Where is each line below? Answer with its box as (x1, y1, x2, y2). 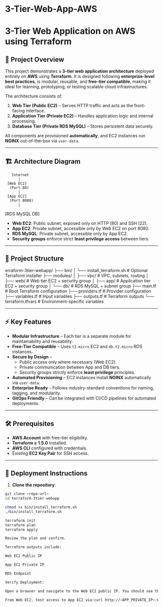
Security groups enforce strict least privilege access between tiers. (12, 236, 149, 241)
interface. (26, 108, 45, 114)
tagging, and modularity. (12, 390, 62, 396)
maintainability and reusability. (12, 338, 73, 344)
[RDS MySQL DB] (5, 211, 40, 217)
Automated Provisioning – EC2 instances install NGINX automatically (12, 374, 151, 380)
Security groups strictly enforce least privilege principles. (19, 369, 136, 375)
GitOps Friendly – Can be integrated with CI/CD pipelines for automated (12, 395, 156, 401)
